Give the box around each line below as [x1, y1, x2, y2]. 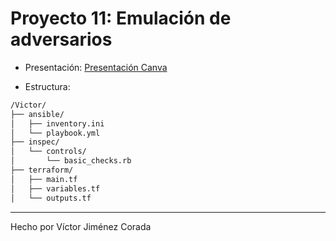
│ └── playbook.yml [10, 128, 101, 138]
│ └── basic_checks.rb [10, 156, 132, 166]
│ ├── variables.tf [10, 183, 101, 194]
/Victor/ [10, 100, 47, 110]
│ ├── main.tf [10, 174, 78, 184]
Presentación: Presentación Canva [24, 61, 168, 73]
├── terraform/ [10, 165, 74, 176]
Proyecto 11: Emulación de [10, 7, 232, 30]
